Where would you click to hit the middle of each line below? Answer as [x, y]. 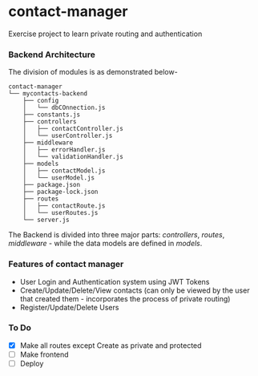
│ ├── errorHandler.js [64, 150]
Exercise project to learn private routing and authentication [105, 34]
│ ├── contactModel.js [64, 171]
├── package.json [52, 185]
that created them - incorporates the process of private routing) [125, 298]
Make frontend [44, 354]
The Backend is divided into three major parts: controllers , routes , [117, 235]
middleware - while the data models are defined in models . [105, 244]
